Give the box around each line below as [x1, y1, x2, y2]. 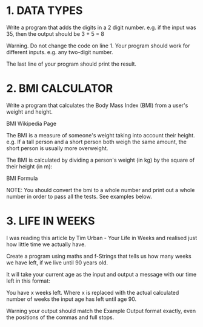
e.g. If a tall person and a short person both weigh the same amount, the [6, 138, 187, 145]
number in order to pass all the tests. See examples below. [6, 193, 153, 200]
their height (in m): [6, 162, 53, 170]
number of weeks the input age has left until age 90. [6, 295, 137, 303]
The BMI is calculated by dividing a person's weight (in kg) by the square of [6, 156, 195, 163]
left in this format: [6, 277, 50, 284]
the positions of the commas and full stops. [6, 314, 115, 321]
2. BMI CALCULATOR [6, 81, 113, 95]
